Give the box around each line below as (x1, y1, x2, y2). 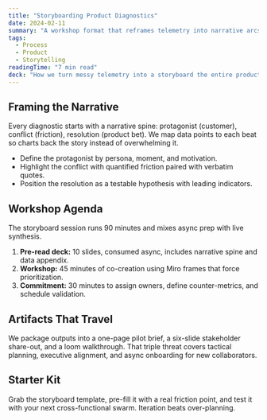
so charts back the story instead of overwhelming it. (8, 138, 179, 148)
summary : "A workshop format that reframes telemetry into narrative (8, 26, 244, 34)
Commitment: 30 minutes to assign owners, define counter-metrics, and (19, 281, 258, 290)
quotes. (19, 170, 45, 180)
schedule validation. (19, 290, 86, 299)
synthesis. (8, 231, 42, 241)
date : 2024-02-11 (8, 19, 66, 27)
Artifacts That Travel (8, 312, 114, 326)
